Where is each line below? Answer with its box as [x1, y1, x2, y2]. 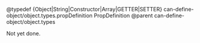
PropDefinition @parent [93, 12, 153, 19]
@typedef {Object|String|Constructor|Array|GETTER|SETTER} [6, 6, 163, 13]
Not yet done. [6, 30, 41, 37]
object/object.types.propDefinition [6, 12, 93, 19]
